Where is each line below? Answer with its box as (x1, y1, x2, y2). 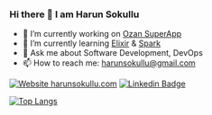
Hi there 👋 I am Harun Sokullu (9, 8, 140, 21)
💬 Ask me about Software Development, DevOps (22, 48, 203, 58)
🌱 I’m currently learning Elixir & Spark (22, 38, 161, 49)
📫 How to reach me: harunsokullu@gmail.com (22, 57, 196, 68)
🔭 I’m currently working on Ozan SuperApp (22, 29, 182, 40)
